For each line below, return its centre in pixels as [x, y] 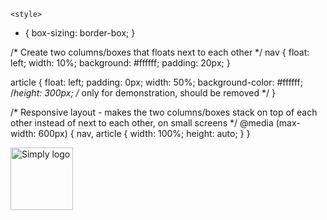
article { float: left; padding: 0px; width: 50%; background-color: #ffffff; [156, 82]
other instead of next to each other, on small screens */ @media [142, 123]
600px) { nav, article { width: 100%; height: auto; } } [144, 133]
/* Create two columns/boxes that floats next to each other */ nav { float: [160, 52]
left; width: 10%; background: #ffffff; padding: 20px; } [120, 63]
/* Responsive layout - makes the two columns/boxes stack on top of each [164, 112]
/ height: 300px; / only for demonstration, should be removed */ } [143, 93]
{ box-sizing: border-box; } [80, 33]
